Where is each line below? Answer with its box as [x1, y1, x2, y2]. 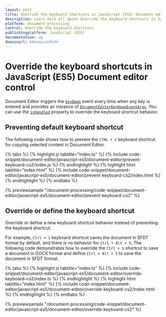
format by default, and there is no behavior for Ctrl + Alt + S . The [5, 240, 142, 246]
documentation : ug [5, 35, 43, 40]
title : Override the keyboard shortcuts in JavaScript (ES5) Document [5, 12, 154, 17]
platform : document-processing [5, 21, 70, 26]
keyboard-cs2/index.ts [5, 276, 51, 282]
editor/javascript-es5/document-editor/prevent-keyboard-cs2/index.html [5, 172, 154, 178]
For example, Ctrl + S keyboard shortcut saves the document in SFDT [5, 235, 149, 241]
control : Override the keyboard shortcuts [5, 26, 94, 31]
